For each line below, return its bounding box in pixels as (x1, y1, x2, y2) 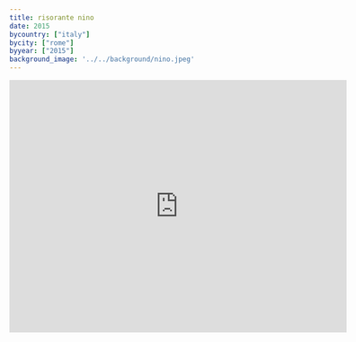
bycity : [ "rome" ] (9, 38, 75, 48)
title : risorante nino (9, 13, 94, 22)
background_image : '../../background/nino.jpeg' (9, 55, 195, 64)
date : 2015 (9, 22, 50, 31)
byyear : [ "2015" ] (9, 47, 75, 56)
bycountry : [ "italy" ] (9, 30, 91, 39)
